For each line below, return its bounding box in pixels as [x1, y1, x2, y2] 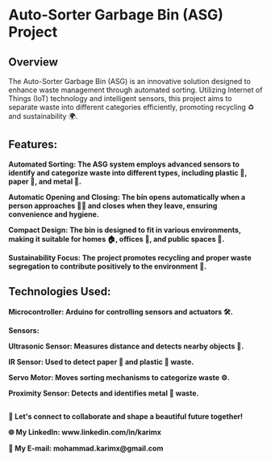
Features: [8, 137, 58, 151]
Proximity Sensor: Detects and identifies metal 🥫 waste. [8, 388, 199, 398]
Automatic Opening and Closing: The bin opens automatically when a [8, 192, 246, 201]
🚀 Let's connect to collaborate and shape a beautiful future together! [8, 412, 244, 421]
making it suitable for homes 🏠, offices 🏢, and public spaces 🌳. [8, 234, 225, 243]
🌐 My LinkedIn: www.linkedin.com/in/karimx [8, 427, 161, 438]
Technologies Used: [8, 285, 111, 298]
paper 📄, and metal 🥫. [8, 176, 82, 186]
